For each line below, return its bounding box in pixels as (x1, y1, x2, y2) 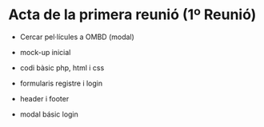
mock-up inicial (19, 47, 71, 57)
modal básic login (19, 109, 78, 119)
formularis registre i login (19, 78, 103, 88)
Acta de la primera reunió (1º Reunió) (8, 6, 257, 24)
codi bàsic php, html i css (19, 62, 105, 73)
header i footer (19, 93, 70, 103)
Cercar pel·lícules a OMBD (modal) (19, 32, 134, 42)
